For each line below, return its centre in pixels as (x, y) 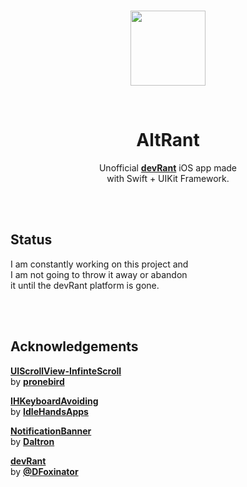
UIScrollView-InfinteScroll (66, 371)
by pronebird (37, 381)
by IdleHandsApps (49, 411)
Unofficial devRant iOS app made (168, 167)
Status (31, 240)
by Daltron (32, 441)
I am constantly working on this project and (99, 264)
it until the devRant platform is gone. (85, 285)
